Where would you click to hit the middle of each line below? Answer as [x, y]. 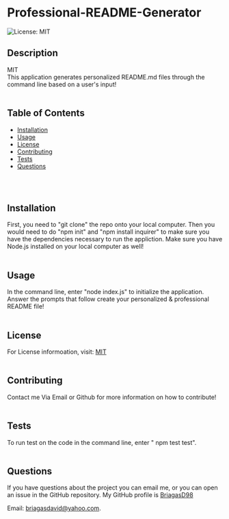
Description [32, 53]
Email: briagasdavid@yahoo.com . [54, 508]
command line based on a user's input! [62, 84]
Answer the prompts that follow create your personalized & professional [108, 299]
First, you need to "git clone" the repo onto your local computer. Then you [111, 225]
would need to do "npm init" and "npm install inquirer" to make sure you [108, 232]
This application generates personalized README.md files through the [106, 77]
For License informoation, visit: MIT [57, 352]
